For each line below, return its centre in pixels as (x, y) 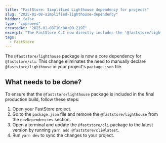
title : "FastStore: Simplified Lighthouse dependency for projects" (77, 10)
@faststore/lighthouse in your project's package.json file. (64, 66)
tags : (11, 38)
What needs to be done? (43, 82)
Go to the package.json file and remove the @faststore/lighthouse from (85, 114)
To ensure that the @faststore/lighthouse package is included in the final (80, 94)
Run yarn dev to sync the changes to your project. (63, 135)
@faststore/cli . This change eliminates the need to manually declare (76, 61)
